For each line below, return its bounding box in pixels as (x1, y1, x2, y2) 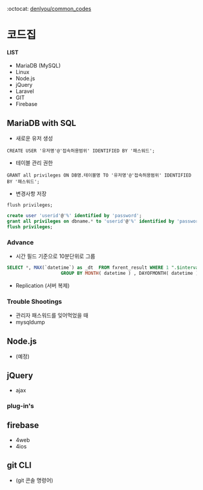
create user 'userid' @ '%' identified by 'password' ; (7, 213, 142, 219)
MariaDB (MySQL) (15, 62, 61, 69)
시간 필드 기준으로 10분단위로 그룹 (15, 253, 96, 260)
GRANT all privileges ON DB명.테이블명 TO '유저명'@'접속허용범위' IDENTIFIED (7, 172, 192, 178)
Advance (7, 238, 34, 247)
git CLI (7, 460, 32, 470)
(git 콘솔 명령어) (15, 477, 54, 484)
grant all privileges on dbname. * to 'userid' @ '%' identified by (7, 218, 175, 225)
